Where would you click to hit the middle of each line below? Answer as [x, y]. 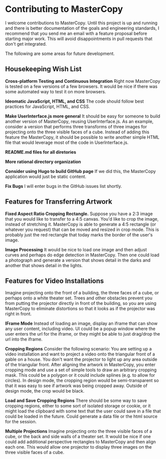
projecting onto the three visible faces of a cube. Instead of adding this [77, 132]
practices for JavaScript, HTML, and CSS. [48, 106]
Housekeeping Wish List [43, 69]
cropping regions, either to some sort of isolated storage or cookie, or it [78, 406]
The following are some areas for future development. [60, 54]
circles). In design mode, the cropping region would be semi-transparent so [82, 381]
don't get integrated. [26, 44]
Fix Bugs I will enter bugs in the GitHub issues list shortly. [64, 186]
